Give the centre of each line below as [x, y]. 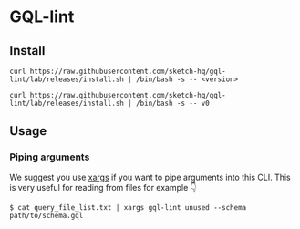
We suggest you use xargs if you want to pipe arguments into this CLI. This [150, 177]
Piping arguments [50, 157]
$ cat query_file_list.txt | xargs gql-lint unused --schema [128, 207]
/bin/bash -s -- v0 [172, 103]
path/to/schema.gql [47, 215]
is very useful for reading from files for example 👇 [103, 187]
